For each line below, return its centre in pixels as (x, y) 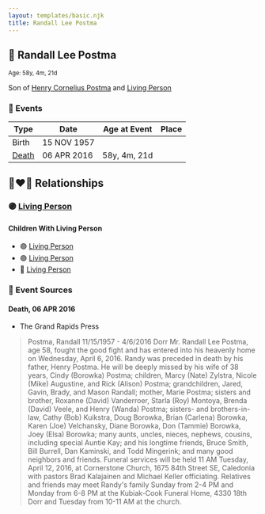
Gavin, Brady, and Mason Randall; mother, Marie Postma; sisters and (139, 392)
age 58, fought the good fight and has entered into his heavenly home (141, 350)
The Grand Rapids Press (59, 326)
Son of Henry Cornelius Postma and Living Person (90, 88)
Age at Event (127, 129)
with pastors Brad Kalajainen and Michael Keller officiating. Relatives (139, 477)
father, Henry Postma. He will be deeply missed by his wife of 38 (133, 367)
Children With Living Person (55, 228)
